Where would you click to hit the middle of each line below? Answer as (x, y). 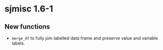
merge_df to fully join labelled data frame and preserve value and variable (85, 38)
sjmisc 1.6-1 (29, 9)
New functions (27, 27)
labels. (18, 43)
